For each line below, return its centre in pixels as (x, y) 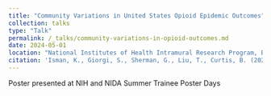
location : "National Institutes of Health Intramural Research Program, (133, 53)
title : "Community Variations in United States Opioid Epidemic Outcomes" (137, 16)
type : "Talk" (30, 30)
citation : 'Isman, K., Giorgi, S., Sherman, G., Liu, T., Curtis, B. (128, 61)
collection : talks (39, 23)
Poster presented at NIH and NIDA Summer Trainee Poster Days (115, 83)
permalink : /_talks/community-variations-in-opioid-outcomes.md (119, 38)
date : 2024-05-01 (38, 46)
